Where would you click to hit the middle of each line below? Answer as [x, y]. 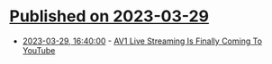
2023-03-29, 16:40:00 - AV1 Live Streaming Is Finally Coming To [142, 41]
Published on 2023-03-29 [109, 16]
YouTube [39, 50]
